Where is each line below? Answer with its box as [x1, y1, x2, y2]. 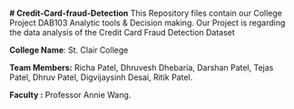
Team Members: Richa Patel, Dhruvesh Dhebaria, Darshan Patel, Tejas [9, 63, 274, 73]
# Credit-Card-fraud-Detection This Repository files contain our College [9, 8, 283, 18]
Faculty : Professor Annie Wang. [9, 90, 132, 100]
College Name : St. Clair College [9, 45, 129, 55]
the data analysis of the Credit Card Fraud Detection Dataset [9, 27, 236, 37]
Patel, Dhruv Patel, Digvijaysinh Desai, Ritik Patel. [9, 72, 193, 83]
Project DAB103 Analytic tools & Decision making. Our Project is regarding [9, 17, 286, 28]
